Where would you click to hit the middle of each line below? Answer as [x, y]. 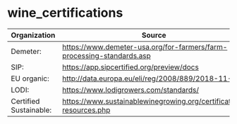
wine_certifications [65, 13]
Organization [33, 35]
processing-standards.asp [107, 55]
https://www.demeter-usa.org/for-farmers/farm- [145, 47]
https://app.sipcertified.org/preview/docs [130, 67]
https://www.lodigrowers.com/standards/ [131, 90]
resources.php [86, 110]
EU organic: [30, 78]
